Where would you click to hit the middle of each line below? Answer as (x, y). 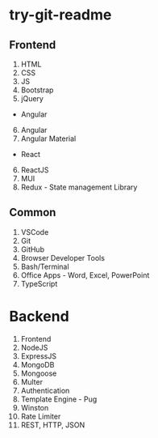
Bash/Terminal (45, 266)
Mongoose (39, 373)
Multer (32, 381)
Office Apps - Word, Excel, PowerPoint (85, 275)
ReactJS (35, 170)
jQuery (32, 98)
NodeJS (34, 347)
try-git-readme (60, 15)
